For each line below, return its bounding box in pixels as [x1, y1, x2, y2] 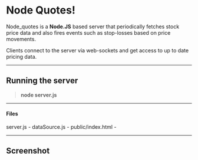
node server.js [20, 91, 57, 98]
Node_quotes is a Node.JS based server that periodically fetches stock [6, 23, 180, 30]
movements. [6, 35, 37, 42]
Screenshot [6, 146, 50, 156]
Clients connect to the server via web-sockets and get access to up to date [6, 46, 189, 54]
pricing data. [6, 53, 37, 60]
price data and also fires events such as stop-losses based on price [6, 29, 171, 36]
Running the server [6, 76, 78, 86]
